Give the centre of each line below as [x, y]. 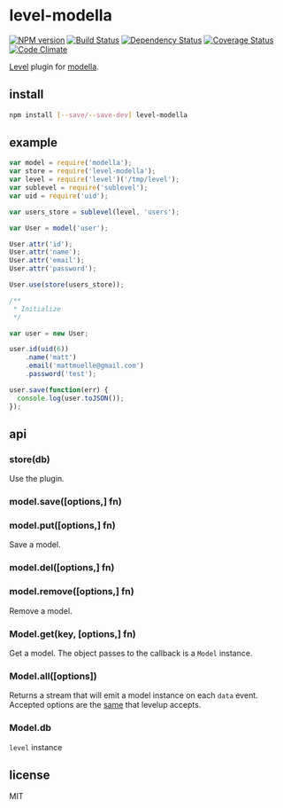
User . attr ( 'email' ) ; [47, 261]
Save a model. [35, 545]
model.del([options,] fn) [62, 568]
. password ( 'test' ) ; [61, 374]
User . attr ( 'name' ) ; [45, 252]
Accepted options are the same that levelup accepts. [105, 705]
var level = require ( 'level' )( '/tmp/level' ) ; [94, 180]
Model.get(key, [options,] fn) [73, 633]
